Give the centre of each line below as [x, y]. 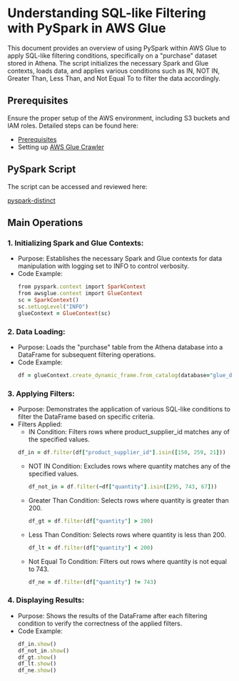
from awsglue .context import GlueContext [80, 294]
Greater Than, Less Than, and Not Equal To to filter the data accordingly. [114, 78]
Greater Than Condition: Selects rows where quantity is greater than [129, 500]
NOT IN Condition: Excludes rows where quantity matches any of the [129, 466]
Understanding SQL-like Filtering [107, 13]
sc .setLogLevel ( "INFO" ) [53, 307]
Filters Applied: [40, 424]
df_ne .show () [37, 671]
